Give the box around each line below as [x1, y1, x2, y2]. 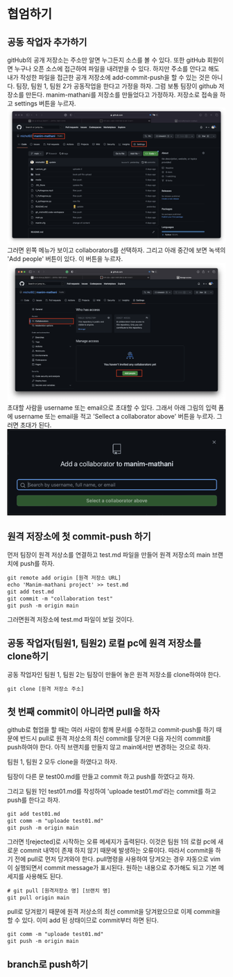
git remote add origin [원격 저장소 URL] [7, 574, 121, 581]
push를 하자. [19, 559, 55, 567]
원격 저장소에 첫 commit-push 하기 [7, 531, 151, 542]
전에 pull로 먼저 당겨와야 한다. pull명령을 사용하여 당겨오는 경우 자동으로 [14, 855, 209, 863]
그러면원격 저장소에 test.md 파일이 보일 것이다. [7, 615, 135, 624]
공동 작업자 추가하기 [7, 36, 87, 48]
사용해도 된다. [25, 872, 63, 880]
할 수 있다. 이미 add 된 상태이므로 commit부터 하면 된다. [7, 916, 159, 924]
